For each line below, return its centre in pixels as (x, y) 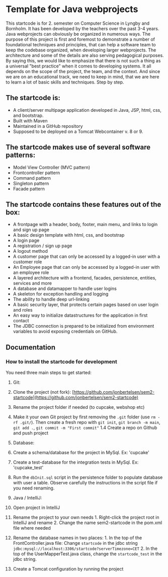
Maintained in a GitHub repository (48, 126)
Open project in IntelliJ (36, 508)
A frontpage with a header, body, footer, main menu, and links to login (85, 225)
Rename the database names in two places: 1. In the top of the (77, 538)
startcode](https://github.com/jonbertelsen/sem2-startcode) (76, 398)
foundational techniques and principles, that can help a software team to (81, 44)
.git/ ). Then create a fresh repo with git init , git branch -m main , (90, 422)
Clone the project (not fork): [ (44, 392)
